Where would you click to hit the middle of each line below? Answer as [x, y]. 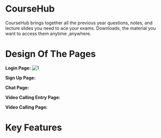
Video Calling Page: [26, 107]
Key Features [34, 128]
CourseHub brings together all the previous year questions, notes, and [79, 23]
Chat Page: [17, 87]
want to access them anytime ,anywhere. [48, 33]
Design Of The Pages [51, 54]
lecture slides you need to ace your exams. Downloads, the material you [80, 28]
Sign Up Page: [21, 78]
